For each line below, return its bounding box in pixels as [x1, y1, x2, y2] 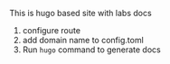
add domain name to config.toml [22, 35, 145, 45]
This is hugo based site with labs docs [9, 8, 152, 18]
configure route [22, 25, 81, 35]
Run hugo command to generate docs [22, 44, 161, 55]
